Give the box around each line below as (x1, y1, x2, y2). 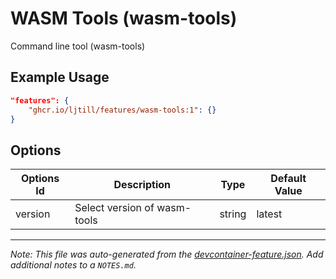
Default (270, 172, 307, 186)
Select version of (74, 201, 155, 215)
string (219, 207, 247, 221)
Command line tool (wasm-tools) (10, 40, 146, 52)
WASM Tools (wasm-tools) (10, 7, 238, 30)
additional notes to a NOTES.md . (10, 259, 137, 271)
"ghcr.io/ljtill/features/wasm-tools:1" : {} (28, 105, 217, 115)
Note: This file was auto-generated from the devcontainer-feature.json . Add (10, 248, 324, 261)
